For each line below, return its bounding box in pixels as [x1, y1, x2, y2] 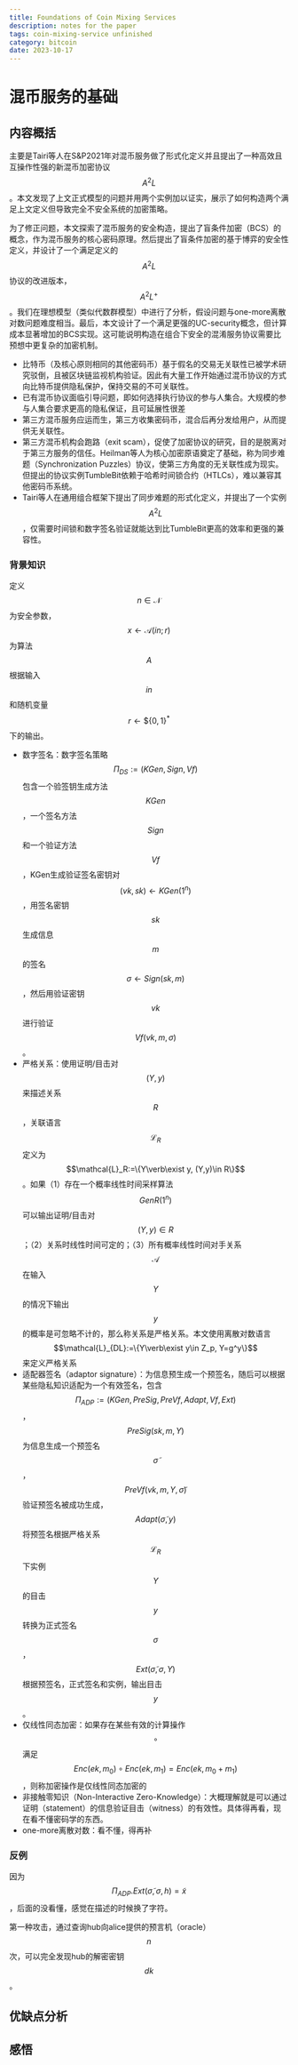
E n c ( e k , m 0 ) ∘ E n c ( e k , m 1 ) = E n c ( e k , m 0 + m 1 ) [74, 1764, 238, 1776]
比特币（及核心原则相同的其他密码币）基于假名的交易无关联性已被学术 [21, 359, 279, 370]
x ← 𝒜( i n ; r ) [127, 625, 171, 636]
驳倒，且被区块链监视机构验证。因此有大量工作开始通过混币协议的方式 [29, 370, 286, 380]
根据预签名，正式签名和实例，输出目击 [21, 1679, 162, 1690]
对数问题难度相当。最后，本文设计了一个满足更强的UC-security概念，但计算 [9, 317, 287, 329]
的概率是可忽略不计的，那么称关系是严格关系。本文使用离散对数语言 [21, 1328, 271, 1339]
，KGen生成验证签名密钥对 [21, 868, 121, 880]
